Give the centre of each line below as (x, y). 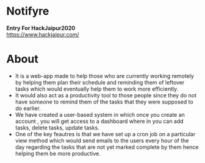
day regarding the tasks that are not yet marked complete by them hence (107, 147)
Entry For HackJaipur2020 (41, 28)
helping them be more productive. (58, 153)
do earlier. (28, 108)
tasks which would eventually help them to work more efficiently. (97, 89)
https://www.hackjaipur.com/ (43, 34)
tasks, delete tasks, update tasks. (57, 127)
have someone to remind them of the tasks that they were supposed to (104, 102)
